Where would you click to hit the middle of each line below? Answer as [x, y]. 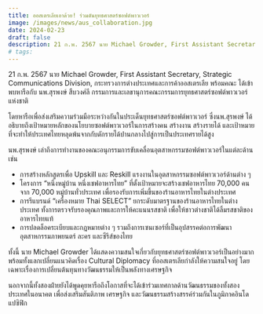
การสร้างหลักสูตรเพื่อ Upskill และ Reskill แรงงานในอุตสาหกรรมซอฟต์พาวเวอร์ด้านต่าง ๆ [135, 174]
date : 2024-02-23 [37, 30]
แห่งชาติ [18, 100]
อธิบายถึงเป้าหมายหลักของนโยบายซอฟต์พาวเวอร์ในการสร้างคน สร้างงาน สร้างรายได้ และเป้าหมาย [131, 125]
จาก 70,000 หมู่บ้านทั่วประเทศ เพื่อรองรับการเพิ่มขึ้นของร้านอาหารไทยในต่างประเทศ [128, 192]
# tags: [21, 52]
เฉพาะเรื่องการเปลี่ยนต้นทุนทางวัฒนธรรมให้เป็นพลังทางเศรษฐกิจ [90, 269]
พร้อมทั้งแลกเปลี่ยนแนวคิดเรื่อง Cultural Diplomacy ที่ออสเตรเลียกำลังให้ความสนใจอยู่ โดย [129, 261]
